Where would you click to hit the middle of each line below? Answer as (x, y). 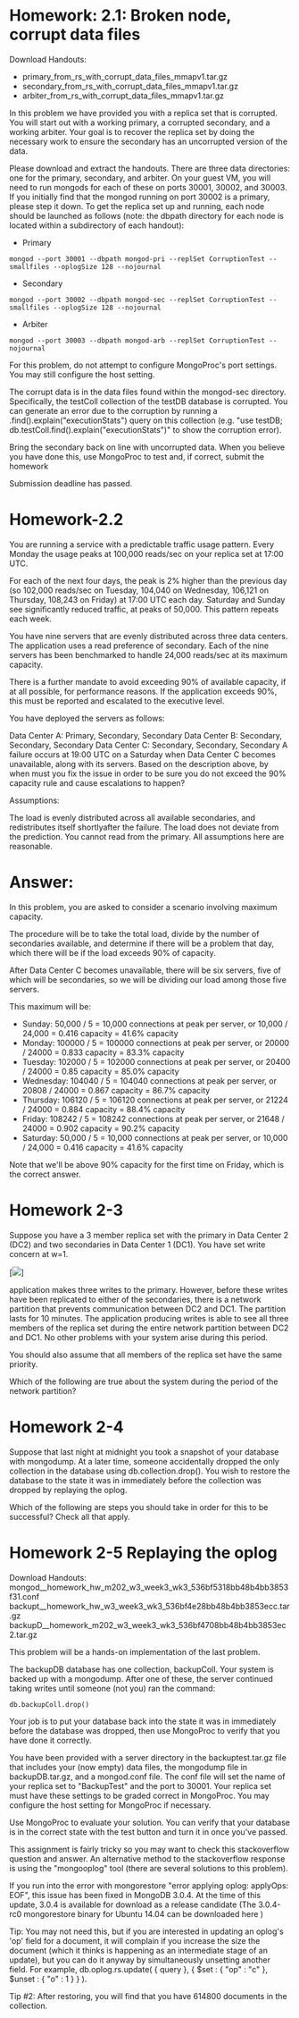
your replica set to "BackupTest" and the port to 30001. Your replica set (141, 1786)
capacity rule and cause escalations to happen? (97, 782)
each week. (30, 619)
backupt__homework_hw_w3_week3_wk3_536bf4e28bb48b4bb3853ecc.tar (149, 1606)
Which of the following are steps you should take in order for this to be (139, 1507)
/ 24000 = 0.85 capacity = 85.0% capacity (101, 1071)
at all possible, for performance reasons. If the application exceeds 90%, (143, 691)
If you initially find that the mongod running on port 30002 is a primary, (140, 197)
